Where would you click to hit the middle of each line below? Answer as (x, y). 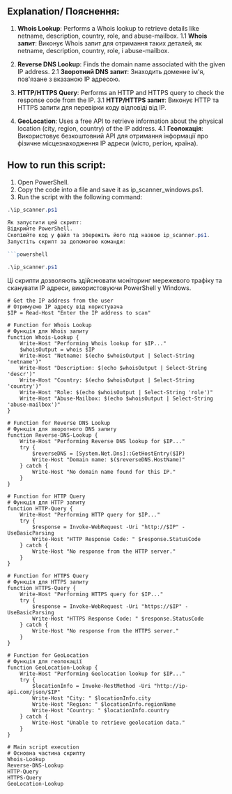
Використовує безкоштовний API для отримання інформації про (113, 136)
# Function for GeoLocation (48, 655)
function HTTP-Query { (40, 508)
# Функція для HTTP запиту (46, 503)
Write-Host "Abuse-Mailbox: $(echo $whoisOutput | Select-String (117, 398)
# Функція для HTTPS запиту (48, 582)
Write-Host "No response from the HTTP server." (104, 551)
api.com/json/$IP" (34, 692)
